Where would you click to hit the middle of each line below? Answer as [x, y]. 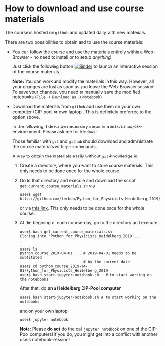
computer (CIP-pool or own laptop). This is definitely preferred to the [82, 112]
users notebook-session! [45, 339]
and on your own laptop [43, 311]
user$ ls [28, 249]
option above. [26, 117]
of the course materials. [36, 71]
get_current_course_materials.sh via [57, 186]
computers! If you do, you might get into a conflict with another [94, 334]
